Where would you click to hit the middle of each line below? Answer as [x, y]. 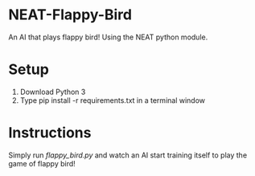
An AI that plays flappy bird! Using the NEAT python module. [108, 37]
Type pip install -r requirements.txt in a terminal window [113, 100]
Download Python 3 [53, 92]
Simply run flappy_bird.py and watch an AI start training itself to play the [128, 155]
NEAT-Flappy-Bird [70, 15]
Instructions [50, 133]
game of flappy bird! [42, 163]
